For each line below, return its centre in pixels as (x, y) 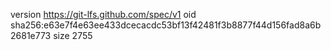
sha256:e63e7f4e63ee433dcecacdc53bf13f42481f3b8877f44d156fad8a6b (166, 25)
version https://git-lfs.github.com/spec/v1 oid (103, 14)
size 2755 (73, 35)
